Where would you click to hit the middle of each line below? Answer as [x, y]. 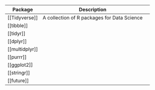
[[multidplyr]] [23, 49]
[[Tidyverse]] [23, 18]
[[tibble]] [18, 25]
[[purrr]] [17, 57]
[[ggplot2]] [20, 65]
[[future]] [18, 81]
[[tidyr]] [16, 33]
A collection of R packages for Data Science [93, 18]
